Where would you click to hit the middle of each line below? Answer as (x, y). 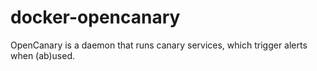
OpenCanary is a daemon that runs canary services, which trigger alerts (159, 45)
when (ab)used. (43, 55)
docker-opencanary (95, 17)
